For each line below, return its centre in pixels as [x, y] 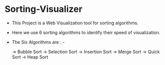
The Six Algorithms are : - [38, 42]
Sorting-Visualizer [44, 9]
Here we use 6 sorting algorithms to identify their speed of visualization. [86, 32]
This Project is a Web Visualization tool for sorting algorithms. [75, 23]
